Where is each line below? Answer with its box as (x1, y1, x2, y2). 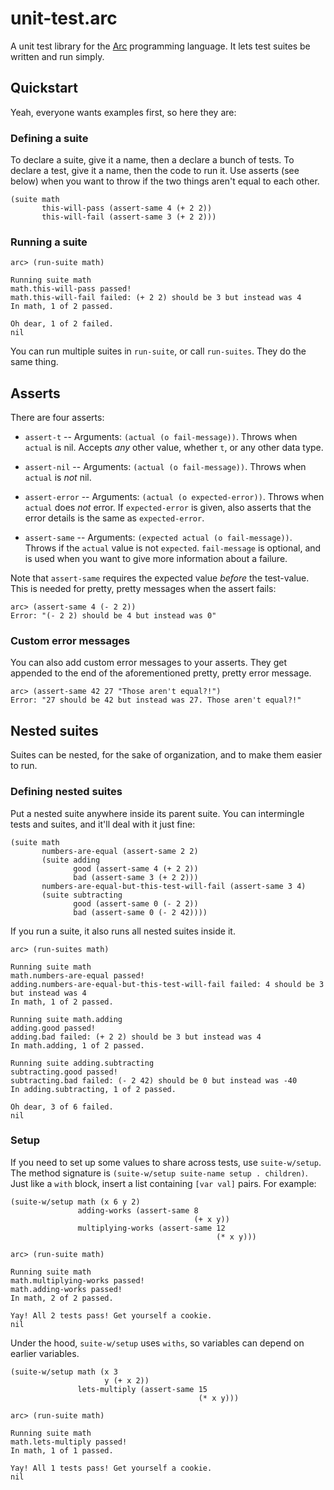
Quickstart (10, 80, 79, 97)
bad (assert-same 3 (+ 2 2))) (73, 872, 199, 882)
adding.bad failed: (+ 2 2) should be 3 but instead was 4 (10, 1032, 262, 1042)
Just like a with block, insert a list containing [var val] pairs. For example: (10, 1177, 317, 1189)
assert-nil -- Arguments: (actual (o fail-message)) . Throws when (24, 461, 307, 473)
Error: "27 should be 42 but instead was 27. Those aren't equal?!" (10, 695, 302, 706)
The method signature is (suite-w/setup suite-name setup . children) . (10, 1167, 308, 1179)
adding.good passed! (10, 1023, 97, 1033)
